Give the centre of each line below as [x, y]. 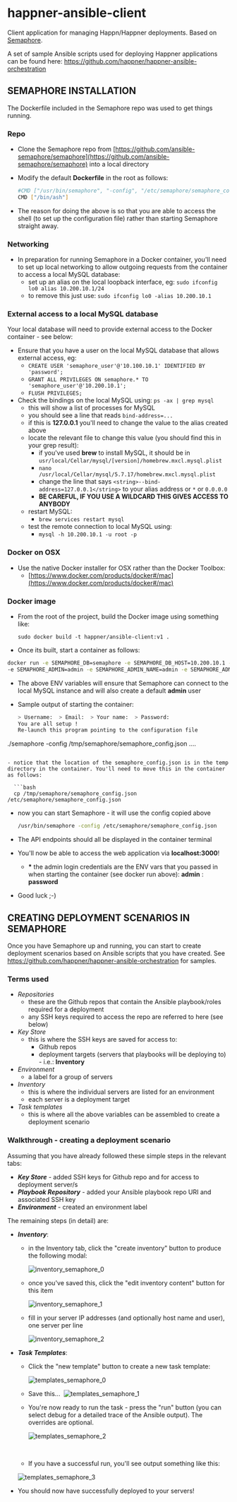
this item [41, 1290]
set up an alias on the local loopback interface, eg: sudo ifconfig [123, 282]
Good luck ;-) [37, 895]
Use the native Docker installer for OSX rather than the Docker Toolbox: [121, 568]
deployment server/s [48, 1184]
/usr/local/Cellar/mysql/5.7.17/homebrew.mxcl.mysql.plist [127, 475]
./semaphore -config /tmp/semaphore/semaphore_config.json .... [102, 744]
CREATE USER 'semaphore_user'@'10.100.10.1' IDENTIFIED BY [117, 366]
